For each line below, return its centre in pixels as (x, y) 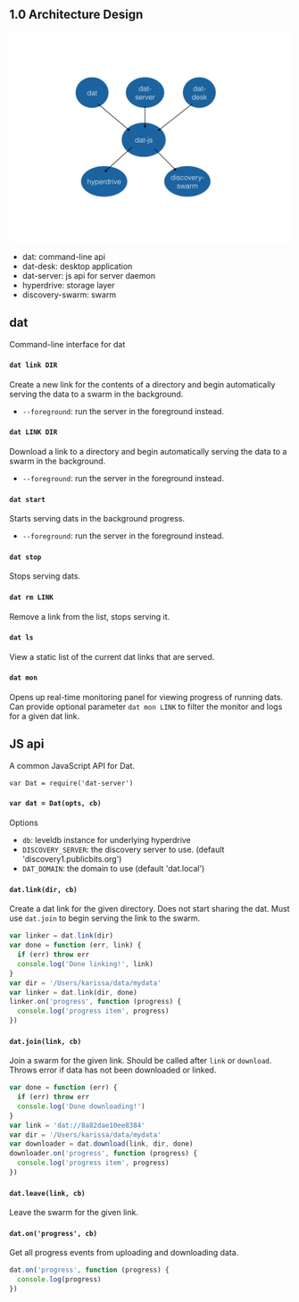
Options (24, 823)
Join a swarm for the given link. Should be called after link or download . (141, 1061)
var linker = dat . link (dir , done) (74, 992)
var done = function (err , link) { (75, 946)
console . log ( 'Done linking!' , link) (85, 964)
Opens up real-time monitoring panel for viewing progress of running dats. (146, 697)
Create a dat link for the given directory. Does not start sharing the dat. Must (149, 909)
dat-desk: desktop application (77, 266)
